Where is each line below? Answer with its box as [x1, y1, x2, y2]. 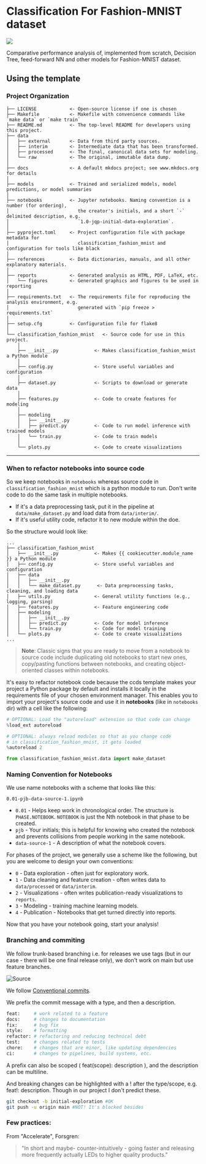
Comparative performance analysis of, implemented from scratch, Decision [6, 49, 196, 56]
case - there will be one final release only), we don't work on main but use [6, 956, 194, 964]
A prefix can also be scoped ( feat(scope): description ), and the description [6, 1062, 199, 1069]
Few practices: [6, 1119, 51, 1127]
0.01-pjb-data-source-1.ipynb [6, 796, 84, 802]
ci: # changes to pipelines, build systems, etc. [6, 1050, 152, 1057]
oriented [21, 666, 43, 674]
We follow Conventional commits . [6, 987, 91, 994]
